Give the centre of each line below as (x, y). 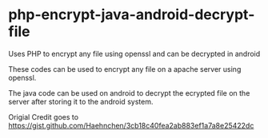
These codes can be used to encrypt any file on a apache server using (125, 69)
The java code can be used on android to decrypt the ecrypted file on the (129, 93)
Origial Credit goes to (43, 116)
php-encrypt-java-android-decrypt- (132, 15)
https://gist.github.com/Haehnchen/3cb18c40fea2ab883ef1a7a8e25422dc (131, 125)
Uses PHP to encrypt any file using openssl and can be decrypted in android (134, 53)
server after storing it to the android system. (81, 101)
